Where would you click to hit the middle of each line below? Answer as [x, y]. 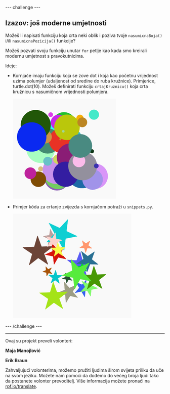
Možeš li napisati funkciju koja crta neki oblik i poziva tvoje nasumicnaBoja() [84, 35]
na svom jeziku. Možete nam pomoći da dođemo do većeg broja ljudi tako [82, 375]
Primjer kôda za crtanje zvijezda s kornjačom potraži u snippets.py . [83, 206]
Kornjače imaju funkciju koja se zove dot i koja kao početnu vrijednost [85, 75]
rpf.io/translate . [21, 386]
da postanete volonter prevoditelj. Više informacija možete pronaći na [78, 381]
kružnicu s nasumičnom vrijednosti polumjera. [60, 92]
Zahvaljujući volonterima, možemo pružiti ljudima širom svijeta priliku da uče [84, 370]
